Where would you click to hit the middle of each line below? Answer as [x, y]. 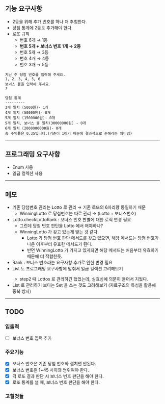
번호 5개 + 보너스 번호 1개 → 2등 [50, 46]
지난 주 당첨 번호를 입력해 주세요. [35, 75]
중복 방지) [22, 291]
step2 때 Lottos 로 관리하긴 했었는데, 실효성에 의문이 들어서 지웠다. [84, 279]
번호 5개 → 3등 [34, 52]
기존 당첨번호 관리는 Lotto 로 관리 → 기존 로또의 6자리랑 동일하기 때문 [79, 207]
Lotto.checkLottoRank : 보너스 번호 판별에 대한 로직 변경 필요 [71, 220]
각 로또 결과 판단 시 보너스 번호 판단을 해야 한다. [58, 376]
